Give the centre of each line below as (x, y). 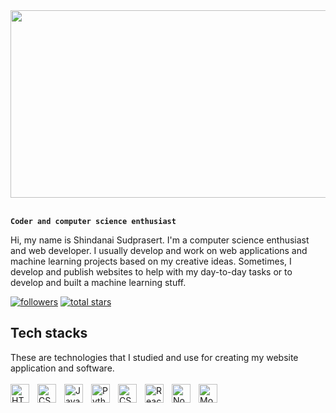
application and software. (62, 368)
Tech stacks (49, 333)
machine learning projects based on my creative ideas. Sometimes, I (151, 261)
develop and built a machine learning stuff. (98, 282)
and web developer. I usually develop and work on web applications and (159, 250)
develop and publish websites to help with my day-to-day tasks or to (151, 272)
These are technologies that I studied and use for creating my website (154, 357)
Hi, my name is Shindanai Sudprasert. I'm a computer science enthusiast (160, 240)
